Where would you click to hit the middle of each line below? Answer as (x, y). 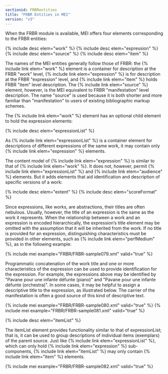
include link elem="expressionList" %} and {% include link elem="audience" (84, 171)
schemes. (15, 106)
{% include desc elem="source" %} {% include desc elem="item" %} (77, 54)
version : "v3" (20, 19)
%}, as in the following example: (38, 244)
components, (19, 351)
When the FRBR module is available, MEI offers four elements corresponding (84, 34)
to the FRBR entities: (26, 39)
